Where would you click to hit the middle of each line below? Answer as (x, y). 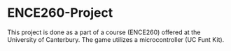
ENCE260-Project (60, 13)
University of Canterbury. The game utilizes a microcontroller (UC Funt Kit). (116, 39)
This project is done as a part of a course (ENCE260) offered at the (104, 32)
